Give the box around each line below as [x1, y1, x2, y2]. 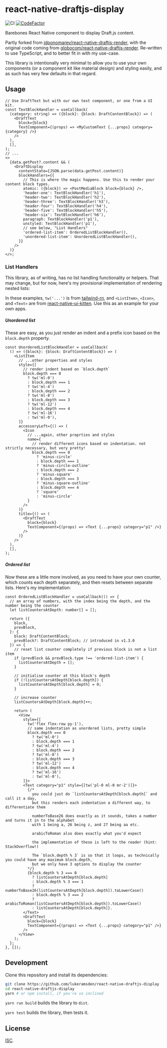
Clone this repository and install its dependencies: [5, 972, 108, 978]
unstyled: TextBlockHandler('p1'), [23, 221, 97, 226]
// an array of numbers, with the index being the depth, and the [9, 599, 151, 604]
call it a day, [5, 796, 37, 801]
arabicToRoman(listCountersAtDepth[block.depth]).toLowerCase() [5, 901, 142, 906]
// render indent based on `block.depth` [23, 367, 111, 372]
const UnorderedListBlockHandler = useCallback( [5, 345, 108, 350]
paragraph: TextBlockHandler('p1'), [23, 216, 99, 221]
